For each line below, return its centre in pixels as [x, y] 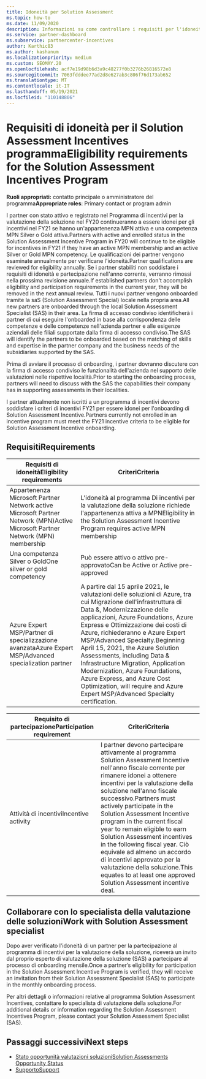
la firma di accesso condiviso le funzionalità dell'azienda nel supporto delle [101, 370]
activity [20, 821]
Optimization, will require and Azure [132, 686]
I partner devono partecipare [142, 744]
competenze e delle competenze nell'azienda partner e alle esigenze [93, 326]
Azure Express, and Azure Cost [125, 678]
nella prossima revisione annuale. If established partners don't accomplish [99, 280]
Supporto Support [37, 1070]
